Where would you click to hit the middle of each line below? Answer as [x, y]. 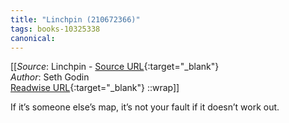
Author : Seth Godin [50, 77]
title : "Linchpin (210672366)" [75, 19]
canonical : [33, 38]
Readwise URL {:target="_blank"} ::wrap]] [95, 88]
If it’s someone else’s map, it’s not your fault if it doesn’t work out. [145, 107]
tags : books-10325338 [55, 29]
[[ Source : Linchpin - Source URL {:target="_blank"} [115, 67]
